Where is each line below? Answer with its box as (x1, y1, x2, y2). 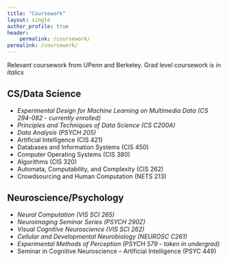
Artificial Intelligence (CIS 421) (16, 135, 103, 144)
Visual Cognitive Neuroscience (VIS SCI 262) (16, 225, 145, 233)
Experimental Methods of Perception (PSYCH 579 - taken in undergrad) (16, 239, 220, 248)
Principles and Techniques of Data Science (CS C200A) (16, 121, 176, 129)
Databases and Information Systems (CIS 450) (16, 142, 149, 151)
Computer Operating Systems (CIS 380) (16, 150, 130, 158)
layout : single (7, 17, 51, 23)
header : (7, 29, 30, 36)
